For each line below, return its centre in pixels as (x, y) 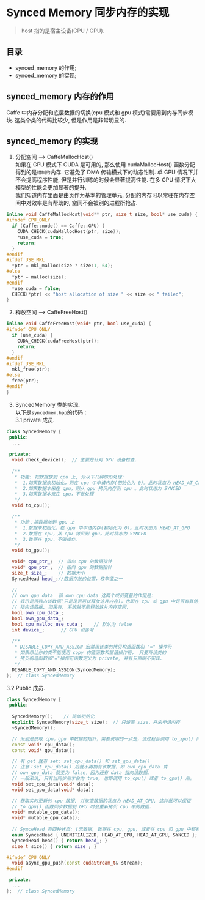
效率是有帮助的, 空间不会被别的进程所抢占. (85, 203)
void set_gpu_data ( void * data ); (53, 790)
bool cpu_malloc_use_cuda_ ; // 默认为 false (72, 624)
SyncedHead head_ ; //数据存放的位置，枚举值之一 (67, 579)
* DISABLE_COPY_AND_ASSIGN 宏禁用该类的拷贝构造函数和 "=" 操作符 (93, 647)
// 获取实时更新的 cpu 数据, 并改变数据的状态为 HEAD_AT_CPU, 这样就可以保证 (101, 801)
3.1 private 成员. (35, 420)
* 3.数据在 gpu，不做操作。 (47, 539)
